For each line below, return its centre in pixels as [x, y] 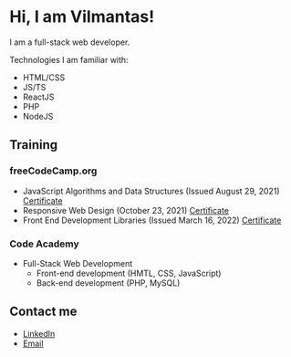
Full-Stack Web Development [78, 263]
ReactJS [38, 97]
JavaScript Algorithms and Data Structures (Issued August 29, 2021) [151, 191]
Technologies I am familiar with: [69, 59]
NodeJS [38, 116]
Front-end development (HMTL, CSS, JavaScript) [129, 273]
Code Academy [44, 244]
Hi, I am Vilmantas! [82, 17]
